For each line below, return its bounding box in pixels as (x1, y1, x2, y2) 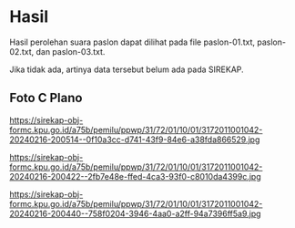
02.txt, (9, 46, 35, 57)
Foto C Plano (9, 90, 83, 106)
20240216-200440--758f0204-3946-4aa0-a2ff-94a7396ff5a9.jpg (9, 208, 261, 219)
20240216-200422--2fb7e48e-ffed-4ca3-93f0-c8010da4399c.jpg (9, 171, 261, 181)
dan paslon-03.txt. (36, 46, 106, 57)
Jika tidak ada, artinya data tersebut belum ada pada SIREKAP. (9, 64, 244, 75)
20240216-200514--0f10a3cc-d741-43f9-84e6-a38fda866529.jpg (9, 134, 260, 145)
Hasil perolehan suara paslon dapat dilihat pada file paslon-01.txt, (9, 36, 256, 47)
